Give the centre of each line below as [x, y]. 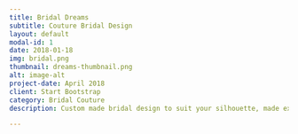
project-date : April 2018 [57, 83]
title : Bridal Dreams [49, 17]
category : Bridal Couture [57, 100]
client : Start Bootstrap [55, 91]
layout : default [39, 34]
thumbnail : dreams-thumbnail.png [71, 67]
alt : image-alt [37, 75]
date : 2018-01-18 [41, 51]
